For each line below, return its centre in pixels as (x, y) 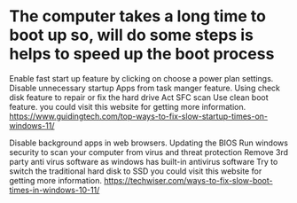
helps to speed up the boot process (142, 54)
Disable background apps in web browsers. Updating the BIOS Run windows (148, 143)
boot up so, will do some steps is (132, 35)
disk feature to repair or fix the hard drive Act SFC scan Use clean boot (139, 97)
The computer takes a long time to (137, 16)
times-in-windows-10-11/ (55, 190)
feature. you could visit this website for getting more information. (128, 106)
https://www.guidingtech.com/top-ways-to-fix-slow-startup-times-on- (139, 116)
